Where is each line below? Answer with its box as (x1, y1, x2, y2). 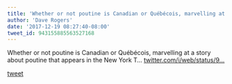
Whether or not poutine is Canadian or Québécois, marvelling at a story (7, 49, 211, 57)
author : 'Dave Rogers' (7, 17, 73, 24)
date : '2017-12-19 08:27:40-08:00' (7, 23, 110, 30)
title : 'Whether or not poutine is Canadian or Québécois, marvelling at (7, 10, 226, 17)
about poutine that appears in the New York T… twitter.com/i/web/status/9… (7, 56, 225, 65)
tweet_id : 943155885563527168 (7, 29, 95, 37)
